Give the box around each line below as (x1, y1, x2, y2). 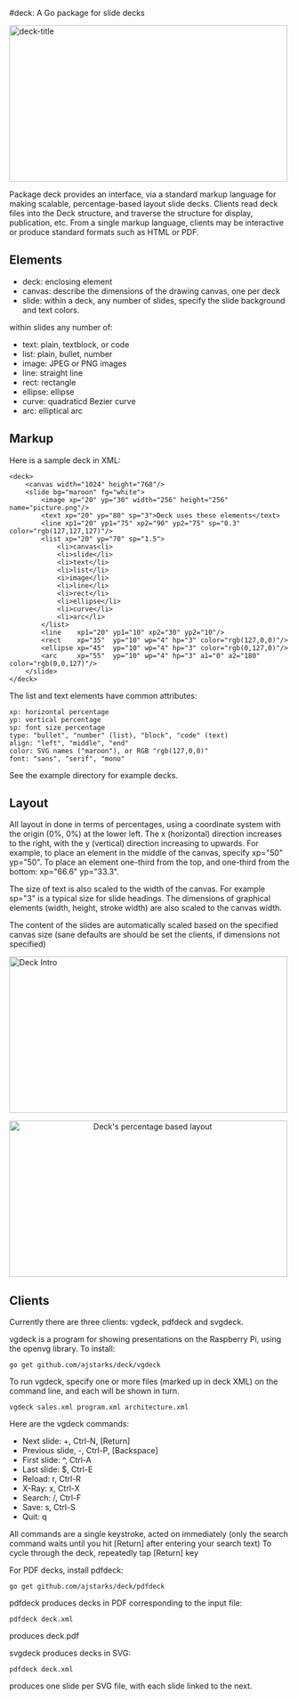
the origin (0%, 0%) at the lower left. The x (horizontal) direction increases (9, 828, 283, 840)
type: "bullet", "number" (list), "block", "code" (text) (9, 730, 229, 740)
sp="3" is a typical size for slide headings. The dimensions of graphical (9, 893, 271, 904)
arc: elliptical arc (21, 405, 83, 416)
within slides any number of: (9, 321, 113, 332)
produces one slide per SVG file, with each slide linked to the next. (9, 1680, 253, 1691)
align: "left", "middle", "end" (9, 738, 129, 747)
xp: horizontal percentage (9, 707, 109, 716)
